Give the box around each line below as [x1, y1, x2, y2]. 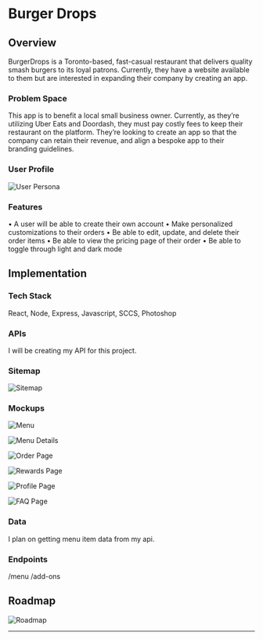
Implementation [8, 267, 88, 280]
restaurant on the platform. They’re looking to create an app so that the [8, 127, 237, 137]
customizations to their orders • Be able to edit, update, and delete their [8, 227, 240, 236]
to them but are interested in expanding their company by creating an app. [8, 74, 248, 82]
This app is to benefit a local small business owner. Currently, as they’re [8, 111, 240, 120]
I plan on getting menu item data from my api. [8, 534, 155, 543]
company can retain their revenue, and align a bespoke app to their [8, 136, 225, 145]
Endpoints [8, 554, 49, 565]
